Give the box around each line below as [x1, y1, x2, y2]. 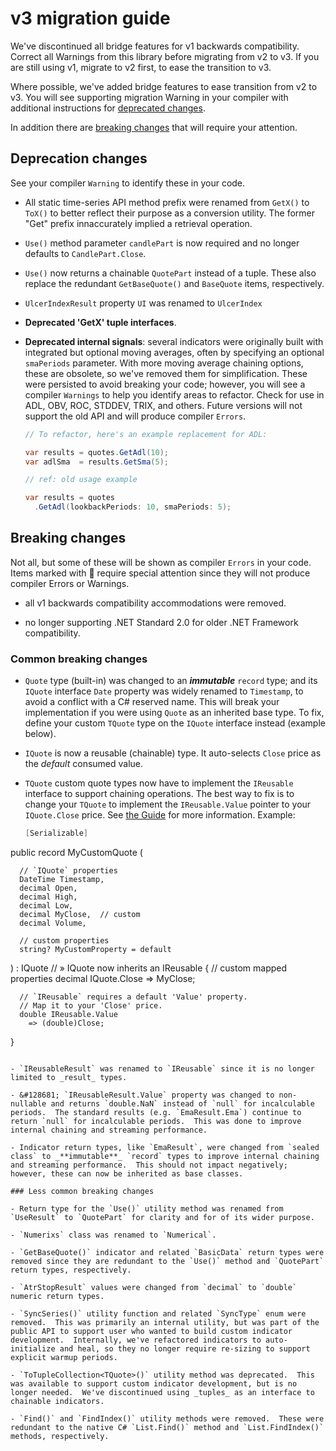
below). [24, 728, 57, 740]
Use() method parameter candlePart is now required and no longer [24, 237, 300, 249]
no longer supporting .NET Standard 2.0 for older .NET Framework [24, 616, 299, 628]
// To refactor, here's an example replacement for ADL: [24, 429, 268, 439]
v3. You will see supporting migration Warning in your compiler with [10, 91, 289, 103]
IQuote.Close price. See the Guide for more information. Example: [24, 809, 296, 821]
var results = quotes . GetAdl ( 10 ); [24, 447, 169, 457]
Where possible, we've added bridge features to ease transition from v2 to [10, 80, 318, 92]
